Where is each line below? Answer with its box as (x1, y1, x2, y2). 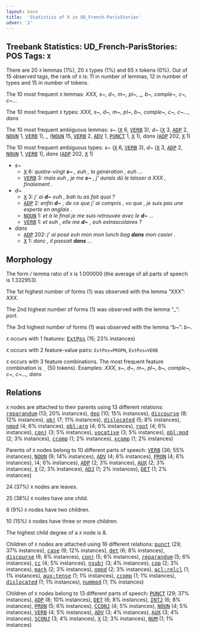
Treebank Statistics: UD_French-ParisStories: (6, 41, 177, 52)
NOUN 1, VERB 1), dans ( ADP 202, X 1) (6, 151, 93, 158)
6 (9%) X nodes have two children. (6, 506, 90, 513)
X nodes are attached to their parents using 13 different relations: (6, 404, 164, 411)
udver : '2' (6, 20, 33, 25)
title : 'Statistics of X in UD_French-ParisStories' (6, 14, 142, 20)
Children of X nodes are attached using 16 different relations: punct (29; (6, 540, 182, 547)
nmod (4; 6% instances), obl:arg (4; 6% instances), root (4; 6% (6, 422, 167, 430)
